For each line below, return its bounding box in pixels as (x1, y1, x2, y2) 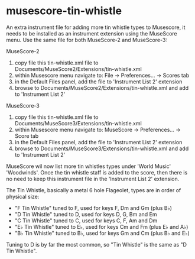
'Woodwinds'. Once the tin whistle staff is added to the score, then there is (6, 169, 188, 176)
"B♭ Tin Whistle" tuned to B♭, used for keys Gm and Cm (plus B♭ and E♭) (14, 229, 190, 237)
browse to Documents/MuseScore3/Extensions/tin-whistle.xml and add (14, 145, 189, 152)
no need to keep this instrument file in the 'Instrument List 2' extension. (6, 175, 180, 182)
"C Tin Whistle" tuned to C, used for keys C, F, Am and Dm (14, 217, 158, 224)
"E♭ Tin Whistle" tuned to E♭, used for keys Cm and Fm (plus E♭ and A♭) (14, 223, 188, 230)
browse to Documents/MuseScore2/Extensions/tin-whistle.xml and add (14, 84, 189, 91)
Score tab (14, 132, 39, 140)
